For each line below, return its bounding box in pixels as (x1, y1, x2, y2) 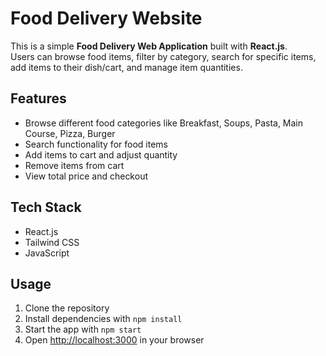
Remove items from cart (24, 159, 125, 171)
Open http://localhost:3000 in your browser (24, 334, 205, 346)
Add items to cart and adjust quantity (24, 148, 178, 161)
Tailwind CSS (24, 236, 80, 248)
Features (10, 90, 67, 107)
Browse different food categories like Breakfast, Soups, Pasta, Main (24, 117, 304, 129)
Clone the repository (24, 302, 110, 314)
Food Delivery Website (10, 7, 203, 30)
